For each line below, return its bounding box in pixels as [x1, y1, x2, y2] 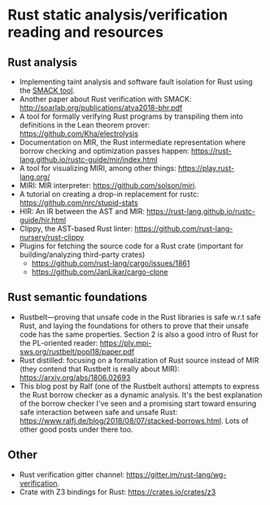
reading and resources [7, 23, 164, 41]
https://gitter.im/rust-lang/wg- [126, 469, 227, 479]
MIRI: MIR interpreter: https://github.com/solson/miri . [19, 181, 197, 190]
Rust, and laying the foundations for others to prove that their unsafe [19, 320, 250, 330]
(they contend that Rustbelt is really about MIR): [19, 364, 180, 373]
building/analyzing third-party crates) [19, 250, 146, 259]
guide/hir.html [19, 215, 67, 224]
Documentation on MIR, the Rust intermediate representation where [19, 137, 246, 147]
